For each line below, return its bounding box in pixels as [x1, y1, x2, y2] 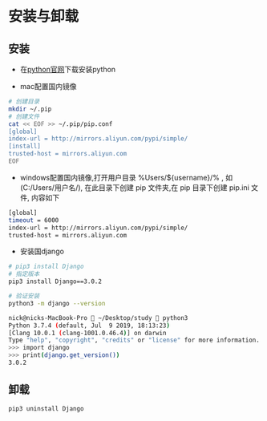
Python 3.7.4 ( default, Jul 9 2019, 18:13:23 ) [8, 322, 171, 330]
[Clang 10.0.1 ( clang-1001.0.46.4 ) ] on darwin [8, 329, 167, 337]
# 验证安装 [8, 292, 40, 300]
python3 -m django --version [8, 299, 106, 307]
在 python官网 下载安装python [19, 65, 116, 74]
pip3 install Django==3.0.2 [8, 277, 103, 285]
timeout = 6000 [8, 216, 59, 225]
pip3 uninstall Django [8, 404, 84, 413]
